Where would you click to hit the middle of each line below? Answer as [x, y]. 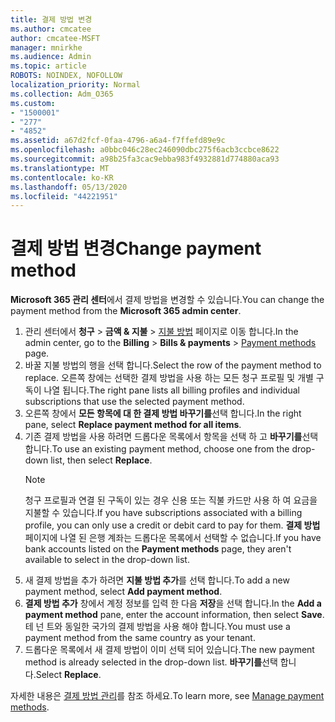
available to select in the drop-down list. [107, 560]
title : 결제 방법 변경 [51, 19]
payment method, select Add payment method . [123, 592]
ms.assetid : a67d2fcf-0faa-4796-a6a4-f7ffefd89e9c [118, 141]
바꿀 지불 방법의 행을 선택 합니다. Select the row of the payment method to [173, 365]
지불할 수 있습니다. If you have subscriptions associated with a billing [163, 513]
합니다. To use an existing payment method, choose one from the [157, 449]
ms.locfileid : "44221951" [64, 196]
